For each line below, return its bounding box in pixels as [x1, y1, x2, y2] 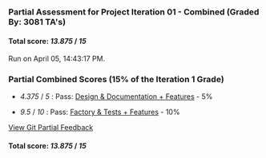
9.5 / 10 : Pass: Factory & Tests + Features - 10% [19, 107, 180, 117]
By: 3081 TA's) [8, 16, 66, 27]
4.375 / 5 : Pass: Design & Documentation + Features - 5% [19, 92, 213, 101]
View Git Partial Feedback [8, 123, 94, 132]
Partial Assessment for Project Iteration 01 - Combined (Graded [8, 6, 260, 18]
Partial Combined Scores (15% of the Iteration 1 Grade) [8, 74, 224, 85]
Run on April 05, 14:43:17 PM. [8, 54, 106, 64]
